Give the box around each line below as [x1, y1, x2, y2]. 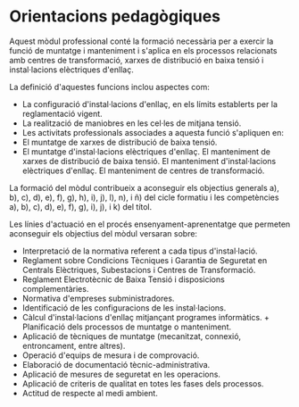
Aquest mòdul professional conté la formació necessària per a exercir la [9, 36, 274, 46]
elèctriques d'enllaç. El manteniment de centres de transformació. [21, 165, 265, 176]
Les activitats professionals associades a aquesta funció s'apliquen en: [21, 127, 284, 137]
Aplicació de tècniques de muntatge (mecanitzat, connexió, [21, 330, 242, 341]
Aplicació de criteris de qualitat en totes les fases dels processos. [21, 378, 264, 389]
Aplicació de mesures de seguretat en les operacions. [21, 369, 221, 379]
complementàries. [21, 283, 89, 294]
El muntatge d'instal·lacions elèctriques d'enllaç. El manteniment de [21, 145, 270, 157]
